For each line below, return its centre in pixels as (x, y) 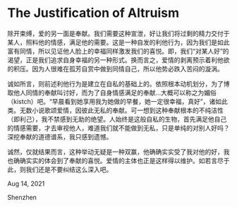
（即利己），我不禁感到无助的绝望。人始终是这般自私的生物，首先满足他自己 (117, 119)
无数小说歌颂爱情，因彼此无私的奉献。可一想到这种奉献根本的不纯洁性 (121, 110)
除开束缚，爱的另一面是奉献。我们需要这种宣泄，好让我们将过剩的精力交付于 (119, 33)
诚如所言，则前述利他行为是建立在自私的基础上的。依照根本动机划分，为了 (115, 83)
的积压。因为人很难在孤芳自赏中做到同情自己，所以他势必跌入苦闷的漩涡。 (115, 69)
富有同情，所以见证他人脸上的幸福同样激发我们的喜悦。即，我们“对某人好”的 (118, 51)
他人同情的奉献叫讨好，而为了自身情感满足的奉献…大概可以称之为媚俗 (115, 93)
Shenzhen (22, 197)
